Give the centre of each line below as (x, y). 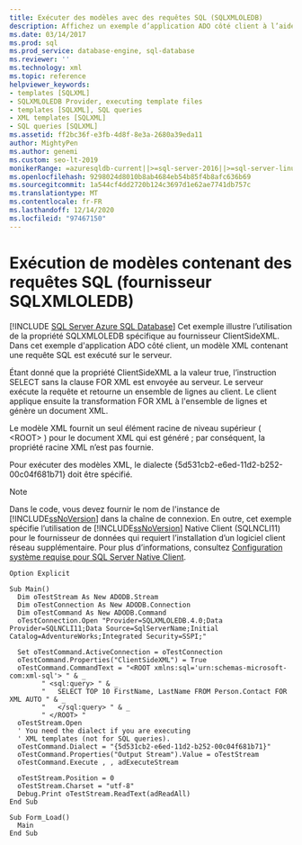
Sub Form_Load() (40, 817)
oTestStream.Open (50, 723)
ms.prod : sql (34, 43)
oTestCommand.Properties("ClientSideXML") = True (112, 660)
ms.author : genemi (44, 151)
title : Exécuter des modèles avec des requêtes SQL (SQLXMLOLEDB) (136, 18)
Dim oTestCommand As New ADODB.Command (92, 613)
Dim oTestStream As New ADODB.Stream (88, 597)
